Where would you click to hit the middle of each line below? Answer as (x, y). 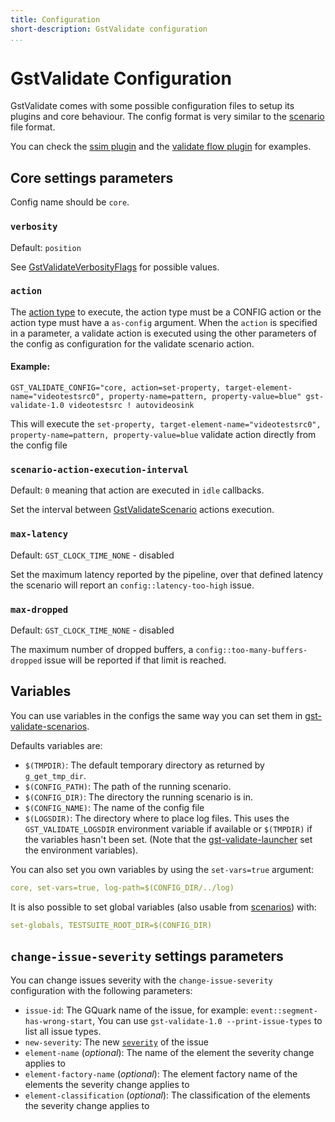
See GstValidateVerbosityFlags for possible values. (115, 267)
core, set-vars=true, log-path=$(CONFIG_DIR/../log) (122, 887)
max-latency (39, 534)
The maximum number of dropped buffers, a (102, 649)
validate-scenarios (49, 726)
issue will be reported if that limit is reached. (135, 660)
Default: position (46, 247)
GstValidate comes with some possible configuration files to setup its (152, 106)
